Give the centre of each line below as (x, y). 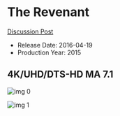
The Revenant (48, 12)
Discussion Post (30, 31)
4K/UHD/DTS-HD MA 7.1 (60, 74)
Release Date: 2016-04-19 (55, 45)
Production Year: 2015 (49, 52)
